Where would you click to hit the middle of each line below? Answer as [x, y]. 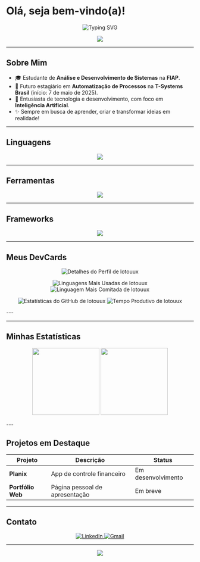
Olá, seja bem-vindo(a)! [66, 11]
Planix [18, 473]
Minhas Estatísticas [43, 337]
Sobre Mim [27, 63]
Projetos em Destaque [48, 443]
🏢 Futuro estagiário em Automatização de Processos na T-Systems [99, 86]
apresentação [70, 494]
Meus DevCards [37, 257]
